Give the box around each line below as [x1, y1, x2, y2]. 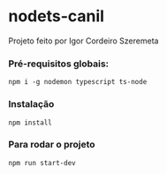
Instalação [8, 98, 55, 110]
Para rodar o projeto [8, 139, 95, 151]
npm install [8, 118, 52, 127]
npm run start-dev [8, 158, 76, 167]
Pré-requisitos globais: [8, 57, 110, 70]
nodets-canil [8, 6, 105, 27]
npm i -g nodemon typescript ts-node [8, 78, 148, 87]
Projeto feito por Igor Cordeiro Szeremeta [8, 35, 159, 46]
